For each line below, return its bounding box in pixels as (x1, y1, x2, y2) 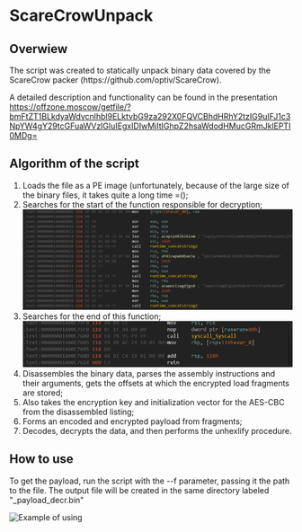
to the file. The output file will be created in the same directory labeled (9, 484, 270, 495)
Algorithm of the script (9, 156, 139, 172)
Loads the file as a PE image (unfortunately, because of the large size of (22, 180, 290, 191)
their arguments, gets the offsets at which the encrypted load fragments (22, 377, 290, 388)
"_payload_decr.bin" (9, 494, 84, 505)
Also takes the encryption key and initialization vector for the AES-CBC (22, 396, 285, 407)
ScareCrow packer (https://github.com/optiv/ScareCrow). (9, 75, 222, 85)
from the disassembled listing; (22, 406, 135, 417)
